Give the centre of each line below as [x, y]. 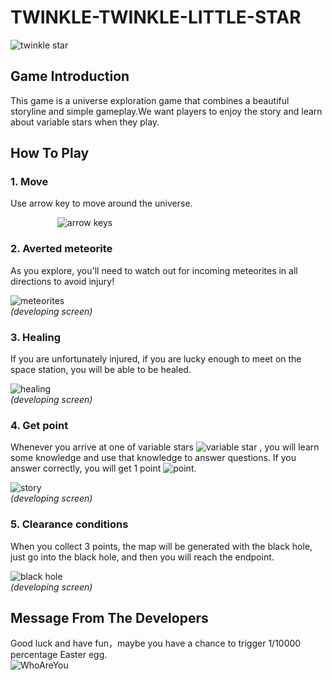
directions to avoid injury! [62, 281]
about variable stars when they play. [85, 122]
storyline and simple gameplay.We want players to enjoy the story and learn [166, 111]
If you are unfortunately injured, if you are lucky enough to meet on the [156, 359]
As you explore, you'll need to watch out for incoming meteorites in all [154, 270]
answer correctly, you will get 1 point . [103, 468]
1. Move [29, 182]
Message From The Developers [109, 618]
